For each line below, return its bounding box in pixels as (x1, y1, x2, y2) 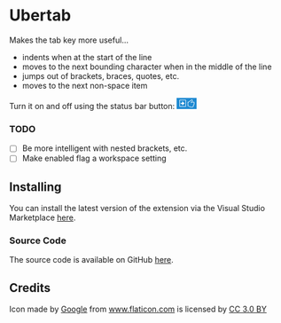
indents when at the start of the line (21, 51, 152, 62)
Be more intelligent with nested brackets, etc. (21, 143, 188, 154)
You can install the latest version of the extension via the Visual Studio (9, 203, 266, 214)
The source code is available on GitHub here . (9, 255, 175, 265)
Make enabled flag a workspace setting (21, 153, 167, 164)
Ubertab (9, 5, 72, 26)
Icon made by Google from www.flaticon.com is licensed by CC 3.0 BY (9, 303, 268, 315)
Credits (9, 280, 51, 295)
